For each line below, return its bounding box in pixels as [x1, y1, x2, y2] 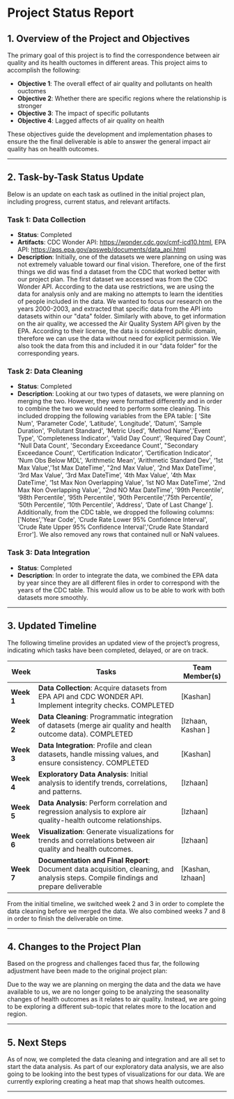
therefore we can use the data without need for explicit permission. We [17, 335, 221, 343]
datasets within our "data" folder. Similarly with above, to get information [17, 312, 226, 321]
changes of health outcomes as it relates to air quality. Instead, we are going [7, 995, 226, 1004]
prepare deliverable [38, 882, 102, 891]
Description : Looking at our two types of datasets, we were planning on [17, 390, 224, 398]
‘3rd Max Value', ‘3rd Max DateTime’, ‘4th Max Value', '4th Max [17, 471, 196, 479]
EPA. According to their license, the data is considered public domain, [17, 327, 218, 335]
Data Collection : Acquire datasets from [38, 683, 167, 693]
